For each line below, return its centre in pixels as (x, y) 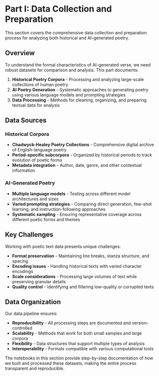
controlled (22, 328)
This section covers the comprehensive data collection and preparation (76, 33)
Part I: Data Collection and (58, 9)
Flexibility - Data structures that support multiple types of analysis (78, 343)
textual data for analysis (36, 105)
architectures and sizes (35, 199)
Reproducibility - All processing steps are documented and (72, 323)
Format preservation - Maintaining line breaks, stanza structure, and (81, 256)
